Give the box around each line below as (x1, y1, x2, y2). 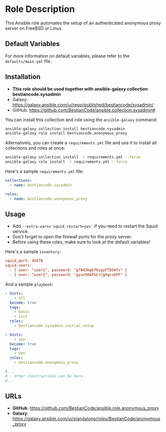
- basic (14, 310, 30, 315)
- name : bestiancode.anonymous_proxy (9, 196, 88, 201)
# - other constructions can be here (5, 373, 83, 379)
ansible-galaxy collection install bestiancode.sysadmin (5, 126, 125, 131)
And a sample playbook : (5, 281, 54, 287)
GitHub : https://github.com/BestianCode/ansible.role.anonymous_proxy (12, 405, 160, 411)
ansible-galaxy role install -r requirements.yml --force (5, 159, 127, 165)
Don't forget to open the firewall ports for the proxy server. (12, 234, 132, 240)
